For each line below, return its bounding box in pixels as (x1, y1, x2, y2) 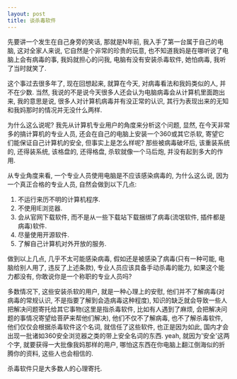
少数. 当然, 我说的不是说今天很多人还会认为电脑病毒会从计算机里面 (19, 88, 213, 96)
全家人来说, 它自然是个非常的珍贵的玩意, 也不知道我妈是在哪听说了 (29, 46, 223, 55)
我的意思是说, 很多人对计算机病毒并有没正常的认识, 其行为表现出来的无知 (16, 96, 229, 105)
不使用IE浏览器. (17, 203, 63, 213)
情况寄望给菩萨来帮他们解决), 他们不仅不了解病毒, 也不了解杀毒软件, (25, 313, 224, 322)
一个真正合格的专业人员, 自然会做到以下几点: (7, 180, 137, 188)
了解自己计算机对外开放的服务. (17, 239, 107, 248)
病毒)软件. (17, 221, 47, 230)
